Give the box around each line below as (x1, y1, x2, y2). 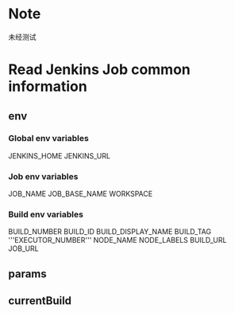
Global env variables (8, 133, 89, 144)
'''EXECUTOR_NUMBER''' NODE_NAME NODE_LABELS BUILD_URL (8, 236, 227, 245)
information (8, 77, 87, 96)
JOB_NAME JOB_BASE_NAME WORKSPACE (8, 189, 153, 199)
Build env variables (8, 209, 83, 220)
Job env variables (8, 170, 79, 182)
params (8, 267, 48, 280)
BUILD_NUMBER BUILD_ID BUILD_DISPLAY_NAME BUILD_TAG (8, 227, 212, 237)
